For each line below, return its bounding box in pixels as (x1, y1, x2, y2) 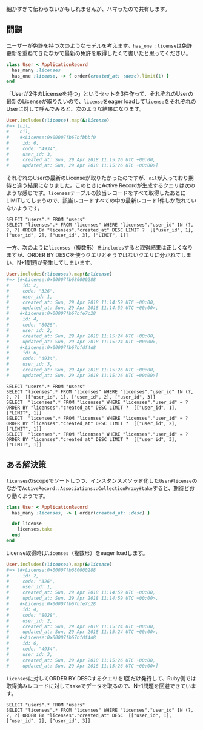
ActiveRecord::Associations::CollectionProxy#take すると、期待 (22, 484, 185, 492)
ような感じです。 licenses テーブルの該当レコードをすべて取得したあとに (6, 190, 186, 197)
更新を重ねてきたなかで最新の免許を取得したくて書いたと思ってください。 (6, 49, 192, 56)
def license (12, 520, 42, 527)
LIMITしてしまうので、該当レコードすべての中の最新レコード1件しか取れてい (6, 197, 197, 204)
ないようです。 (6, 205, 44, 212)
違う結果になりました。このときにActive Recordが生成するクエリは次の (16, 182, 196, 189)
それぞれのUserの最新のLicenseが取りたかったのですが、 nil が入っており (6, 174, 189, 182)
